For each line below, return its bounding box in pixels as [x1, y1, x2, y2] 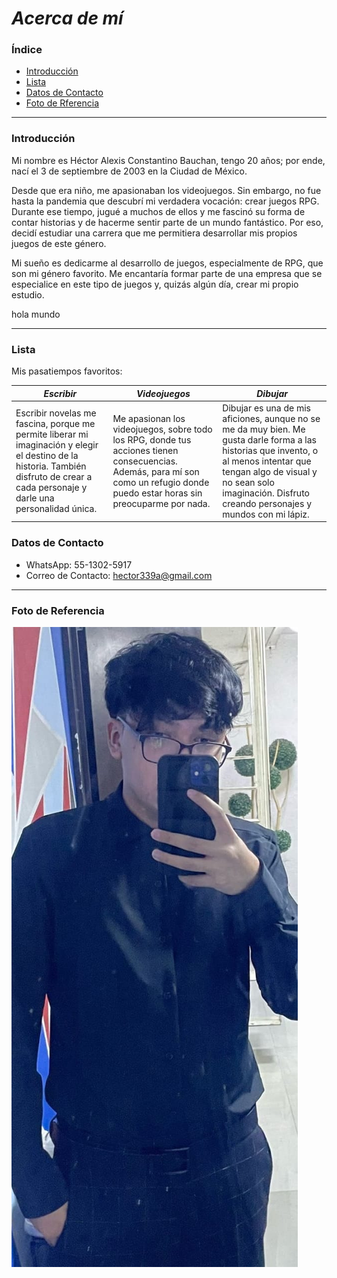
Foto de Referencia [11, 603, 105, 617]
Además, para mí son [112, 465, 200, 477]
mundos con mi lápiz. [222, 508, 310, 520]
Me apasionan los [112, 412, 186, 424]
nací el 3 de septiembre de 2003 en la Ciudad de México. [11, 165, 248, 177]
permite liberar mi [15, 428, 89, 441]
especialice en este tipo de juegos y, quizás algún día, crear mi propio [11, 278, 299, 290]
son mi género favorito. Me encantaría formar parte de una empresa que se [11, 267, 323, 279]
